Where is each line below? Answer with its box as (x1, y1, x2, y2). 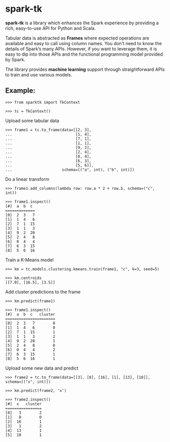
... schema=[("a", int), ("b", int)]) (5, 167, 135, 172)
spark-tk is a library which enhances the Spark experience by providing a (5, 20, 159, 26)
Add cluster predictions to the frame (5, 289, 81, 295)
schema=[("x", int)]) (5, 379, 51, 384)
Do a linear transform (5, 176, 50, 182)
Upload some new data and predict (5, 365, 78, 371)
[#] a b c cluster (5, 312, 56, 317)
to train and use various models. (5, 71, 72, 77)
